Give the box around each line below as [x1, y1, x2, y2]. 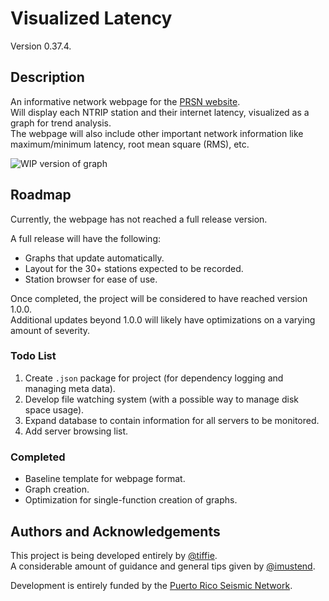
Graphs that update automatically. [24, 252, 165, 264]
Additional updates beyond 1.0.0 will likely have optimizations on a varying [10, 313, 316, 326]
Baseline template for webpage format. [24, 473, 186, 485]
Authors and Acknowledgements [10, 523, 221, 540]
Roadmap [10, 187, 72, 204]
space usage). [24, 403, 85, 416]
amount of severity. [10, 324, 91, 336]
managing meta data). [24, 382, 116, 394]
